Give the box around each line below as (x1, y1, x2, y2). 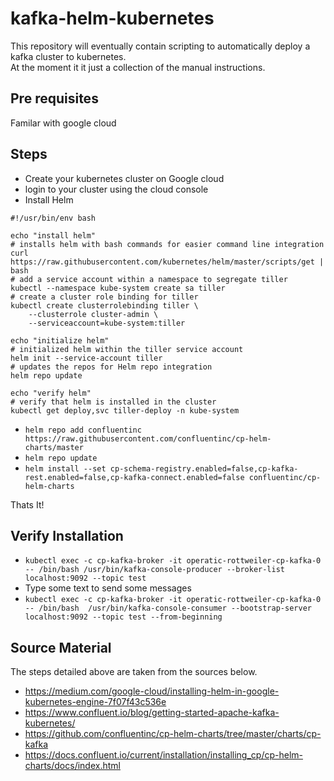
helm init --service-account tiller (10, 353, 163, 363)
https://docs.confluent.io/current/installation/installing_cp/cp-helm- (24, 749, 303, 761)
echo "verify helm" (10, 388, 92, 398)
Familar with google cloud (10, 117, 117, 129)
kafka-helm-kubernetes (10, 7, 215, 30)
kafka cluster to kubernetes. (10, 50, 127, 62)
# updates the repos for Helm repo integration (10, 362, 213, 372)
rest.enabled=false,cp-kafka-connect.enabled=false (24, 472, 245, 482)
